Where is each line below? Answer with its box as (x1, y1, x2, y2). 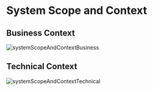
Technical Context (6, 61, 77, 72)
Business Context (6, 28, 75, 38)
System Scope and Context (6, 4, 148, 18)
